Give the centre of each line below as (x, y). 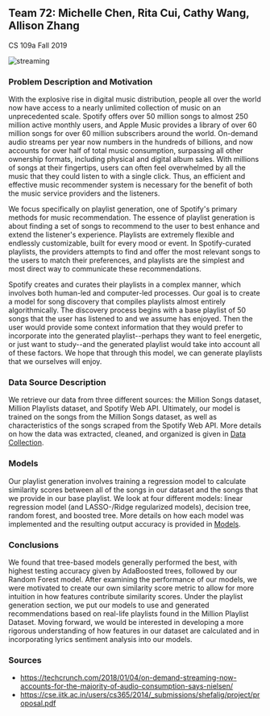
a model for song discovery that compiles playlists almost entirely (117, 302)
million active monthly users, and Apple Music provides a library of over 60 (133, 125)
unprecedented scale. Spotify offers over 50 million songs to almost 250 (128, 117)
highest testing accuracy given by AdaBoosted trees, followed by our (123, 571)
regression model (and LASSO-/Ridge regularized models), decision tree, (130, 507)
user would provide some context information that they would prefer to (126, 327)
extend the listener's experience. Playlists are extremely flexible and (122, 235)
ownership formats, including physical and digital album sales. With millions (134, 159)
